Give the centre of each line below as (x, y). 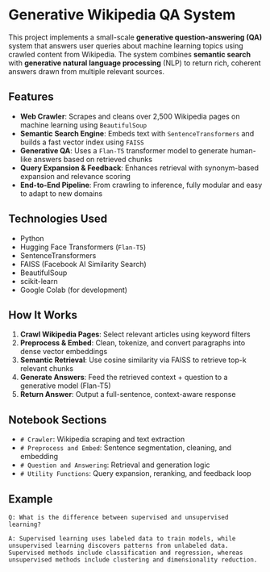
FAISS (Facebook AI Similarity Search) (83, 264)
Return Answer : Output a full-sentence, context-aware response (128, 395)
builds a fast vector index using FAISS (82, 142)
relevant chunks (47, 369)
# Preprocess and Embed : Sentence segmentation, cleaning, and (126, 448)
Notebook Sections (58, 420)
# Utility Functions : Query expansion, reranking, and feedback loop (135, 474)
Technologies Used (58, 219)
